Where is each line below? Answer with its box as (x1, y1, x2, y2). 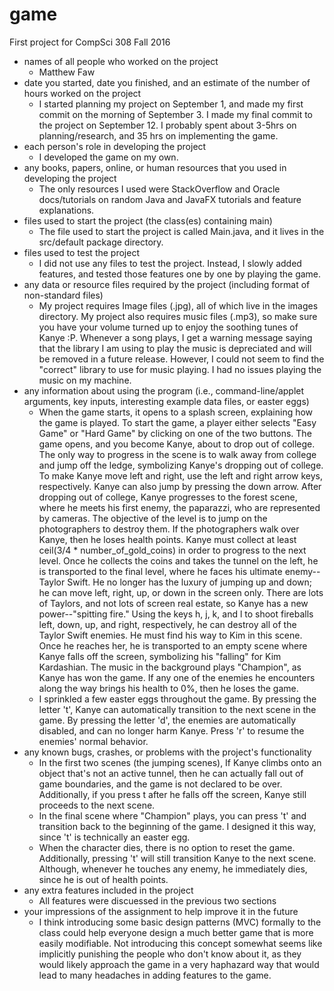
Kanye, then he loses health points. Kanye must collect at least (38, 533, 297, 545)
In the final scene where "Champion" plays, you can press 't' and (38, 809, 307, 822)
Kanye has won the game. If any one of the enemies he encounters (38, 671, 316, 683)
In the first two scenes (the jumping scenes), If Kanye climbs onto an (38, 756, 322, 768)
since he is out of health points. (38, 873, 169, 885)
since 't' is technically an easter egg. (38, 831, 191, 843)
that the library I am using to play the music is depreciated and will (38, 342, 312, 354)
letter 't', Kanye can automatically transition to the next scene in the (38, 703, 317, 715)
